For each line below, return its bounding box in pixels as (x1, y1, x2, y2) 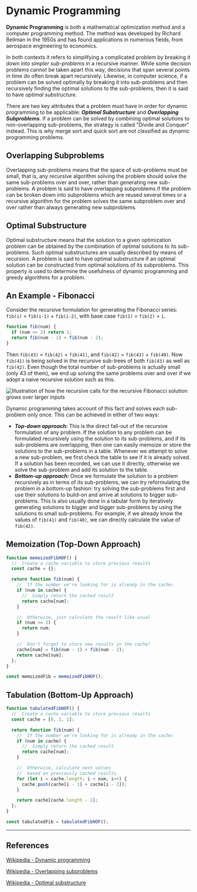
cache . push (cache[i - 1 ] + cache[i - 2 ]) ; (21, 781, 127, 787)
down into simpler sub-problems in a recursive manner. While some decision (6, 60, 191, 67)
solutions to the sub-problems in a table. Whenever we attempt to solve (14, 447, 188, 455)
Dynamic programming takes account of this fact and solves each (6, 405, 165, 412)
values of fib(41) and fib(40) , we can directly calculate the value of (14, 516, 181, 523)
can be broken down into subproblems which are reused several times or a (6, 191, 186, 198)
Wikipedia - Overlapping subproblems (6, 867, 98, 874)
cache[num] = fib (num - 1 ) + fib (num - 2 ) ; (16, 647, 125, 652)
